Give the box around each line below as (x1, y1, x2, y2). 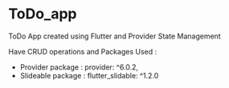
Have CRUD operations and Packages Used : (8, 46, 157, 56)
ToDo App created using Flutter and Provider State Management (8, 31, 221, 41)
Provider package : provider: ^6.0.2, (19, 62, 139, 72)
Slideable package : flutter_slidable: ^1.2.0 (19, 70, 159, 80)
